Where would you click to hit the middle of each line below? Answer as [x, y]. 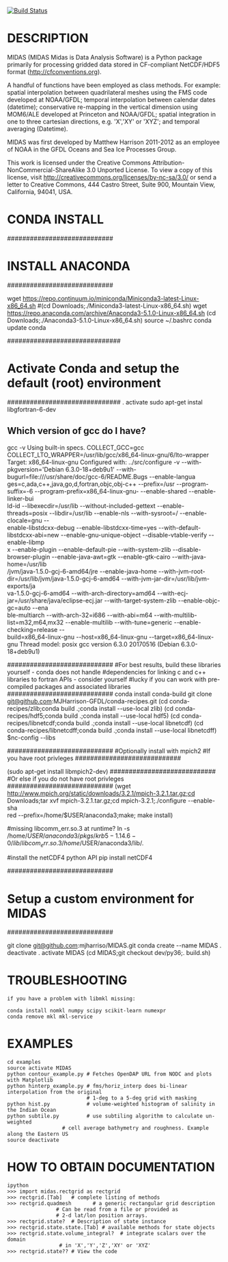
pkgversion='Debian [35, 469]
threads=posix [27, 513]
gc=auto [19, 607]
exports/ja [22, 585]
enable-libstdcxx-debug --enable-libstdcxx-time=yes [82, 527]
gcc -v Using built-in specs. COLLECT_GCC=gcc [76, 447]
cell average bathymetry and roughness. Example [139, 1128]
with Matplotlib [30, 1080]
